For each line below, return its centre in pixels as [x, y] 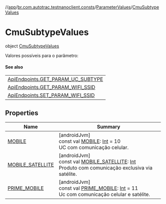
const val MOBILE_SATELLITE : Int [97, 162]
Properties [22, 113]
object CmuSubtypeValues [32, 46]
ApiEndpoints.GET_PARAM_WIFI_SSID [51, 87]
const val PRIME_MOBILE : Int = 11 [98, 188]
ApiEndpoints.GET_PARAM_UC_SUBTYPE [55, 80]
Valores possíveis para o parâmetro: [42, 55]
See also [14, 67]
